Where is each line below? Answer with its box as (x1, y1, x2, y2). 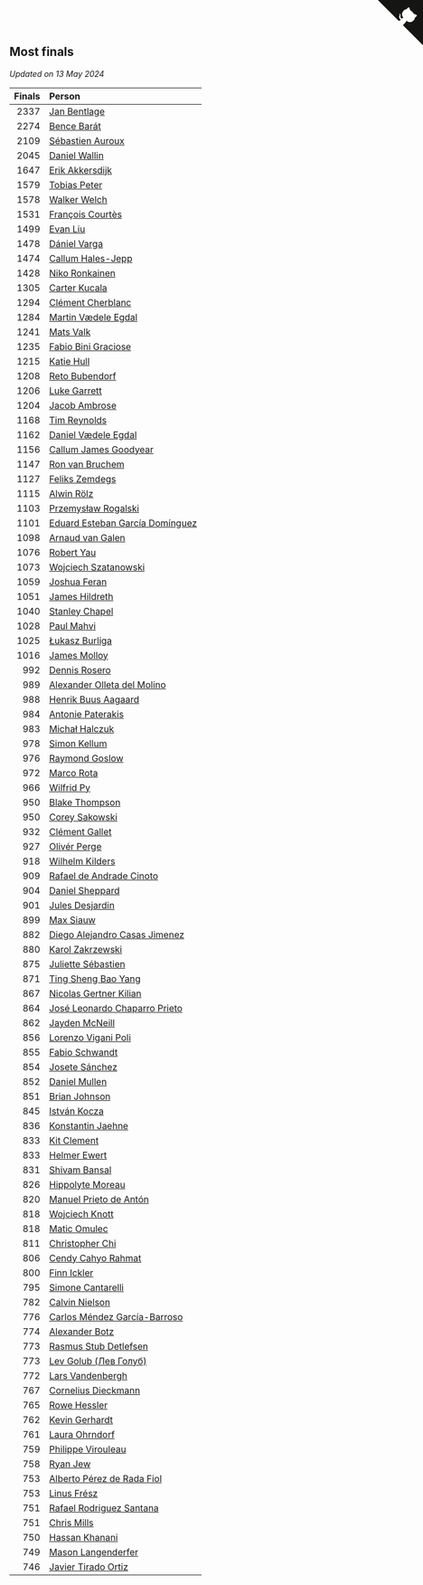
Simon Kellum (49, 737, 108, 750)
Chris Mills (49, 1516, 94, 1529)
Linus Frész (49, 1486, 99, 1499)
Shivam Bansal (49, 1163, 112, 1176)
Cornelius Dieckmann (49, 1384, 141, 1397)
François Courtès (49, 208, 122, 221)
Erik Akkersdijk (49, 164, 113, 176)
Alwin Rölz (49, 487, 94, 499)
